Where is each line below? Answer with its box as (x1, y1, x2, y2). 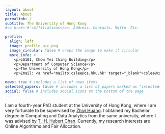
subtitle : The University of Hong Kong (5, 21, 87, 26)
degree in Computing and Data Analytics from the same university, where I (5, 112, 156, 118)
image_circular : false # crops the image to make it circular (9, 48, 139, 53)
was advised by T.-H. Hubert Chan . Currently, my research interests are (5, 118, 151, 124)
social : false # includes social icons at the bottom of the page (5, 89, 144, 94)
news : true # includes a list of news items (5, 80, 98, 85)
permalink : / (5, 16, 32, 21)
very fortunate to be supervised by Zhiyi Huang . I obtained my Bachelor (5, 107, 150, 113)
